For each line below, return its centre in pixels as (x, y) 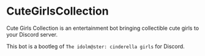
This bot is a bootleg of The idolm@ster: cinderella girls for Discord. (95, 46)
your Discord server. (32, 34)
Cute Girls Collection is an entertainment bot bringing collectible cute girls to (103, 28)
